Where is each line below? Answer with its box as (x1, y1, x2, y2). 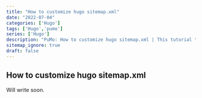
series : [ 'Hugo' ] (6, 31, 50, 37)
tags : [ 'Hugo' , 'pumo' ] (6, 25, 63, 32)
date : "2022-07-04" (6, 14, 55, 20)
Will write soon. (6, 86, 45, 93)
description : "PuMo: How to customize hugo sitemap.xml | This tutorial (6, 37, 192, 43)
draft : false (6, 48, 39, 54)
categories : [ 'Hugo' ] (6, 20, 61, 26)
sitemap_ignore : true (6, 43, 61, 49)
